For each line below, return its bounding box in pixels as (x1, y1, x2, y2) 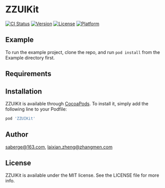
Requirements (5, 69, 51, 78)
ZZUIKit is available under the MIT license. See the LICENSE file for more (5, 172, 159, 178)
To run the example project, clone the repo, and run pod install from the (5, 49, 160, 55)
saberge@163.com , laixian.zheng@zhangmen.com (5, 144, 113, 150)
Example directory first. (5, 54, 55, 61)
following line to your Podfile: (5, 106, 67, 112)
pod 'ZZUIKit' (5, 116, 36, 121)
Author (5, 130, 28, 139)
